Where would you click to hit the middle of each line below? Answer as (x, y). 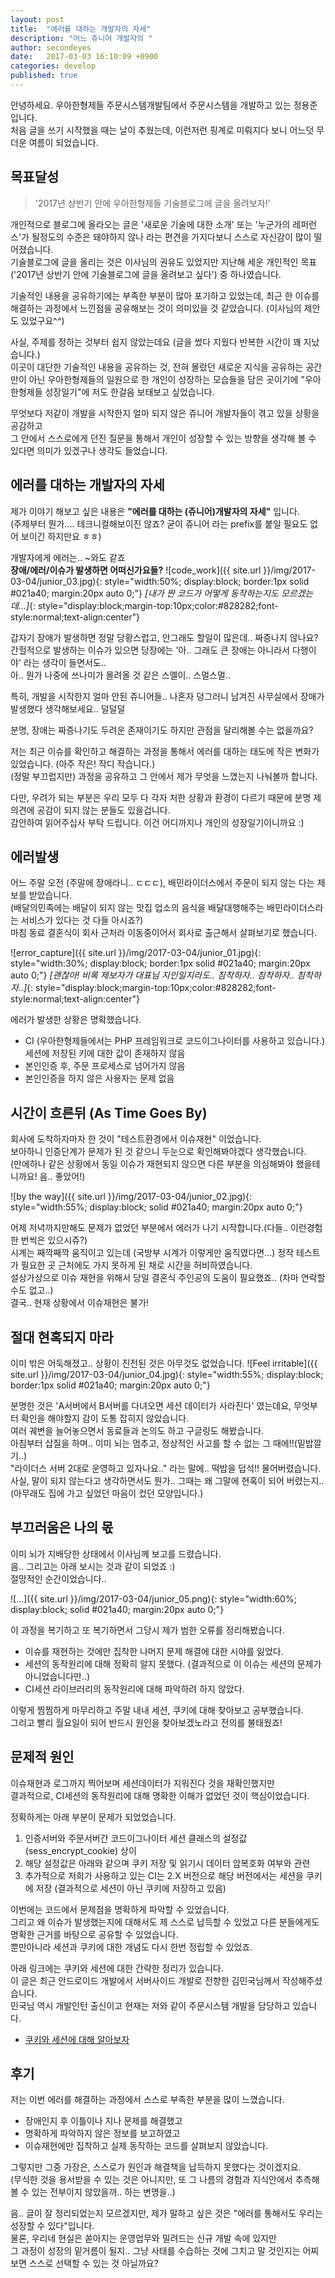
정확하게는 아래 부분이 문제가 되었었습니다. (93, 1817)
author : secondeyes (51, 47)
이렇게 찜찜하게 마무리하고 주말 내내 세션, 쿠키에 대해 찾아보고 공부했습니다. (157, 1710)
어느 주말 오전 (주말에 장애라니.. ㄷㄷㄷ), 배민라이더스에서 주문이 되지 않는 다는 (162, 883)
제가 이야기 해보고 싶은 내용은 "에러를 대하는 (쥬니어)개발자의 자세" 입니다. (155, 511)
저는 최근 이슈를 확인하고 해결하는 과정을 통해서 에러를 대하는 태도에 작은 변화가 (165, 751)
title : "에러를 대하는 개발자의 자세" (81, 29)
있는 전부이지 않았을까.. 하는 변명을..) (103, 2192)
